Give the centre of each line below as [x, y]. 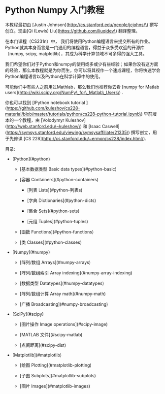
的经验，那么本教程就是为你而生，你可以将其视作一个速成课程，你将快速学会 [83, 70]
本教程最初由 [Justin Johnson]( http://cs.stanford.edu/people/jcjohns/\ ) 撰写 [82, 25]
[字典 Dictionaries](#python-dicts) [62, 200]
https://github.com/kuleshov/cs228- [43, 108]
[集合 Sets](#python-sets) [53, 211]
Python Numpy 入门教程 [55, 10]
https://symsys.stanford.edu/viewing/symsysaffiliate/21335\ [67, 132]
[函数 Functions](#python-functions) [57, 231]
